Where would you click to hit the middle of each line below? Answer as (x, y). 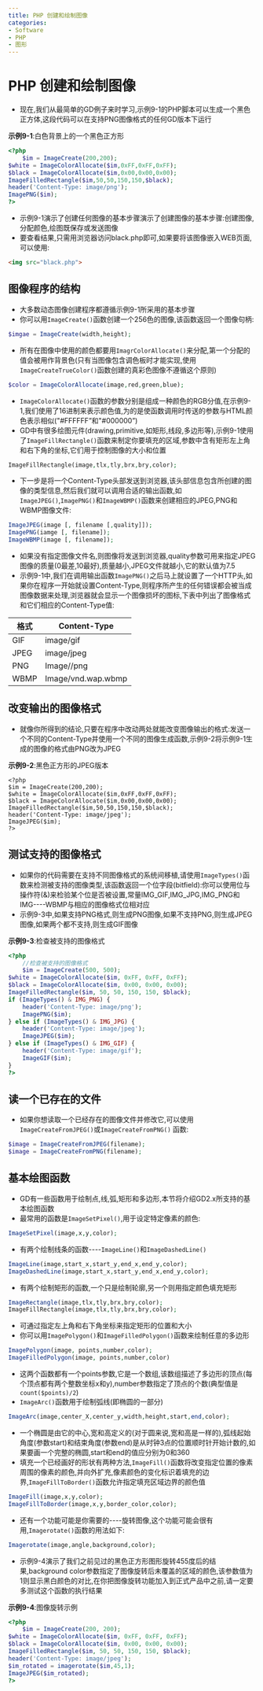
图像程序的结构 (44, 289)
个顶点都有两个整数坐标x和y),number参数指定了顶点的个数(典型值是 (129, 1383)
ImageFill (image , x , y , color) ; (56, 1497)
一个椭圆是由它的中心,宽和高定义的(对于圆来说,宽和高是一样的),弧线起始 (135, 1432)
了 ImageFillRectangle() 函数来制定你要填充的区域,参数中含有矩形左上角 (135, 440)
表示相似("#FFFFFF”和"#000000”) (82, 420)
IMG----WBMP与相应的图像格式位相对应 (85, 904)
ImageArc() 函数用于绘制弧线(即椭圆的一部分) (91, 1402)
